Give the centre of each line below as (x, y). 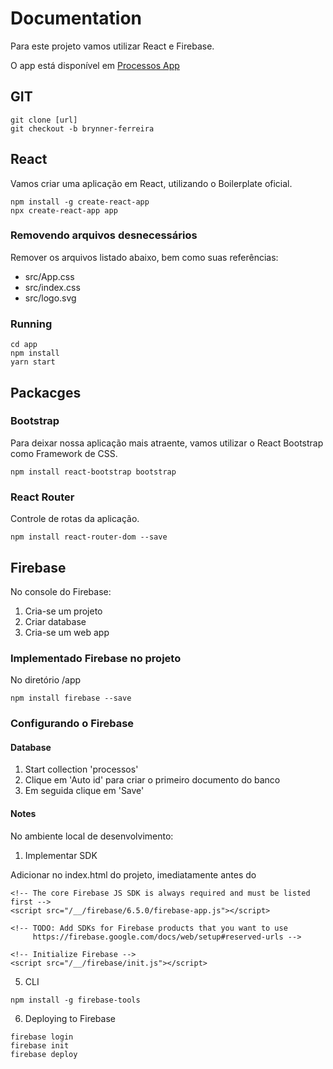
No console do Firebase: (61, 591)
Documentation (76, 18)
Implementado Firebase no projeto (96, 658)
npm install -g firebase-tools (75, 1000)
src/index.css (52, 287)
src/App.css (49, 276)
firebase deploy (44, 1054)
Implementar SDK (61, 855)
